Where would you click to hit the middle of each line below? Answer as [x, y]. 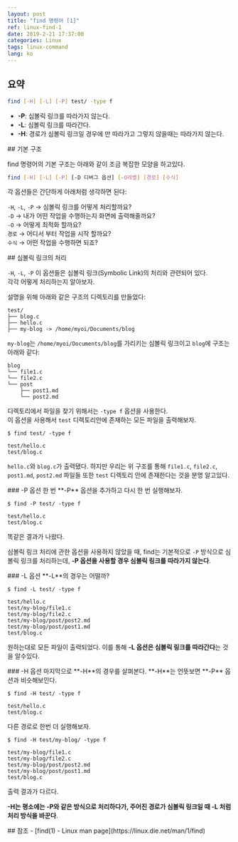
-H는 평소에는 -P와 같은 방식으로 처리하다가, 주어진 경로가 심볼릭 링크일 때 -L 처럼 [119, 807]
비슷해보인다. [39, 680]
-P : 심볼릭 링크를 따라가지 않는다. [64, 115]
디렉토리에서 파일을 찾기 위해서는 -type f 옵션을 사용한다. [88, 411]
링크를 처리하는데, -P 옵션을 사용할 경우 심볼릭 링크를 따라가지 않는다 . [116, 561]
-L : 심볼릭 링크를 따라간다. [54, 125]
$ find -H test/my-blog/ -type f [57, 740]
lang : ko [20, 54]
